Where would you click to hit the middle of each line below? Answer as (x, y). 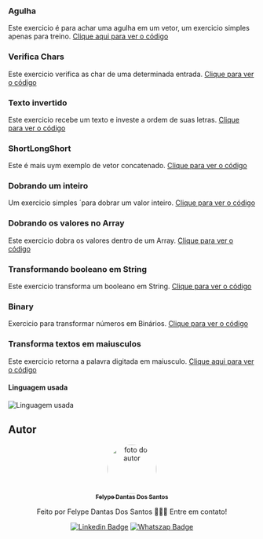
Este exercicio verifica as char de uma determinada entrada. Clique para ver (131, 74)
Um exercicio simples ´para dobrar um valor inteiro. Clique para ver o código (132, 203)
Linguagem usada (38, 387)
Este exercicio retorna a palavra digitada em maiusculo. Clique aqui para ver (131, 361)
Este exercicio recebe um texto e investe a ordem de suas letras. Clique (124, 119)
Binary (21, 306)
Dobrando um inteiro (48, 186)
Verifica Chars (36, 57)
